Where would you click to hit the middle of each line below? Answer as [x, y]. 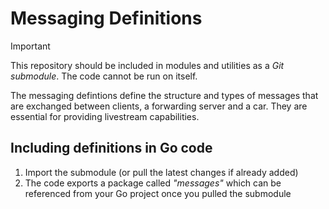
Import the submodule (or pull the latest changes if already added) [161, 172]
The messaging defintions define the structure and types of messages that [164, 95]
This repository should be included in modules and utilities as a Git [147, 65]
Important [30, 46]
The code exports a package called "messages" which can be [153, 183]
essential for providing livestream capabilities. [105, 116]
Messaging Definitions [106, 18]
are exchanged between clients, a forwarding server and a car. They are [159, 106]
